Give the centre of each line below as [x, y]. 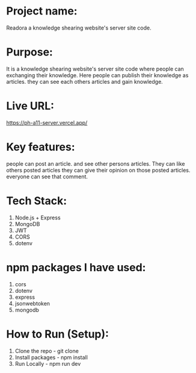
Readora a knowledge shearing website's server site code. [79, 28]
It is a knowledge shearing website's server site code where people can [95, 69]
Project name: [42, 11]
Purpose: [29, 52]
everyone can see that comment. [47, 177]
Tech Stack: [37, 201]
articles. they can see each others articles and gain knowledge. [85, 81]
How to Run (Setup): [58, 334]
